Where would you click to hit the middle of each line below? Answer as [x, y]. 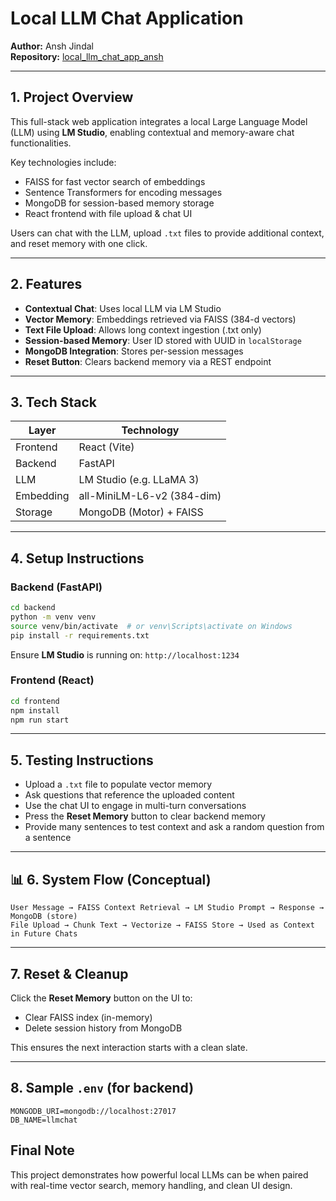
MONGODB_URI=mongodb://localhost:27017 [93, 1111]
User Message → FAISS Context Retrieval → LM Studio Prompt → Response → [167, 908]
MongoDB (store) [44, 917]
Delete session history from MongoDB [103, 1028]
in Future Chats [44, 934]
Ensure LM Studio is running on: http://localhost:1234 [125, 654]
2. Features [46, 284]
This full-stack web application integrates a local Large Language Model [159, 121]
